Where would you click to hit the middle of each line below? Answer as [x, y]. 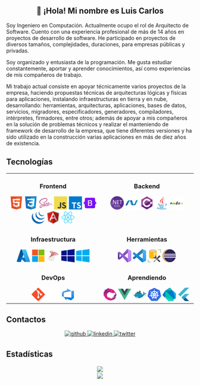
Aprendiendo [147, 278]
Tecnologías [29, 162]
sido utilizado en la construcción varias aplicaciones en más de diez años [96, 137]
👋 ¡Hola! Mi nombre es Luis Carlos [100, 11]
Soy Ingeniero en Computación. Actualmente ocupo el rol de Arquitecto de [98, 25]
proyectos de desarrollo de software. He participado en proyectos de [91, 38]
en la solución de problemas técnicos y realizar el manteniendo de [87, 124]
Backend [147, 186]
